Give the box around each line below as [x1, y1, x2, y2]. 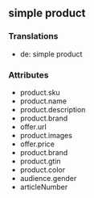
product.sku [19, 87, 60, 97]
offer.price [19, 139, 55, 149]
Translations [8, 31, 59, 42]
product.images [19, 130, 72, 140]
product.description [19, 104, 86, 114]
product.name [19, 96, 67, 106]
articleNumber [19, 182, 68, 192]
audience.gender [19, 173, 77, 183]
